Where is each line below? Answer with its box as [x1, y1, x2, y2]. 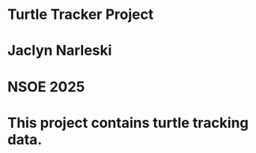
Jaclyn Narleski [7, 42, 112, 60]
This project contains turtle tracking [7, 114, 250, 132]
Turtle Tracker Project [7, 6, 154, 24]
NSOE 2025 [7, 77, 85, 95]
